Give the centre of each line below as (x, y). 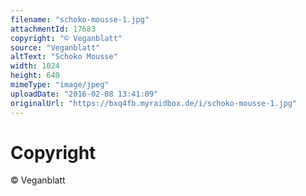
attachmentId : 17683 (53, 29)
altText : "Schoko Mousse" (64, 57)
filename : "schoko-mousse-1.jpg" (80, 19)
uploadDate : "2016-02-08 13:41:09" (84, 94)
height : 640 (35, 76)
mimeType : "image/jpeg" (60, 85)
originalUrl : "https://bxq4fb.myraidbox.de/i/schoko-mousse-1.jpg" (154, 103)
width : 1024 (35, 66)
